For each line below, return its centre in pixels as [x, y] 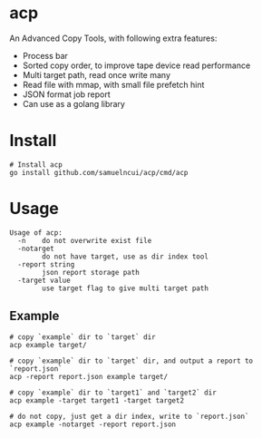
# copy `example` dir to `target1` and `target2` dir [113, 393]
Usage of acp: [36, 233]
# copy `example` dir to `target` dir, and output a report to [131, 361]
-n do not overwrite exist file [85, 240]
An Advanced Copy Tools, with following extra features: [113, 38]
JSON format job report [66, 94]
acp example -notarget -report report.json [93, 424]
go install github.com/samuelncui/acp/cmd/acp [99, 172]
